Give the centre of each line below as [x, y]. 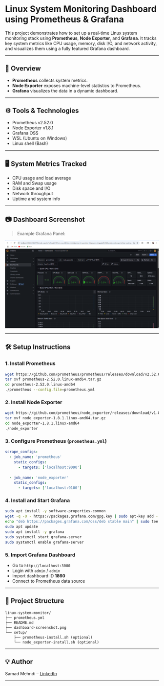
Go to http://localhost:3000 [41, 565]
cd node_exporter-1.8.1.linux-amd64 [42, 423]
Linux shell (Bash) [30, 143]
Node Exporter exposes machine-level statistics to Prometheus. [77, 85]
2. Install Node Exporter [34, 402]
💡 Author [19, 662]
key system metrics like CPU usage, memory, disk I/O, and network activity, [81, 43]
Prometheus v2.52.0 [32, 122]
